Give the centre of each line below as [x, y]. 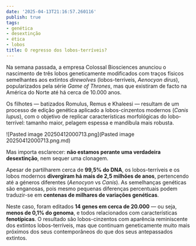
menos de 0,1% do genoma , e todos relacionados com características [92, 213]
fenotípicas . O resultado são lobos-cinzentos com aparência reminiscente [97, 219]
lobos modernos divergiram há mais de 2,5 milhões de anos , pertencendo [98, 176]
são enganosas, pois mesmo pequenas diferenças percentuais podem [92, 189]
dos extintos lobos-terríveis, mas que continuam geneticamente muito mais [98, 225]
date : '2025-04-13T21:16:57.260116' [51, 12]
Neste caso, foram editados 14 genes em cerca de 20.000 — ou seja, [91, 206]
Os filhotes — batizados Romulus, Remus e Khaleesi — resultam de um [93, 104]
